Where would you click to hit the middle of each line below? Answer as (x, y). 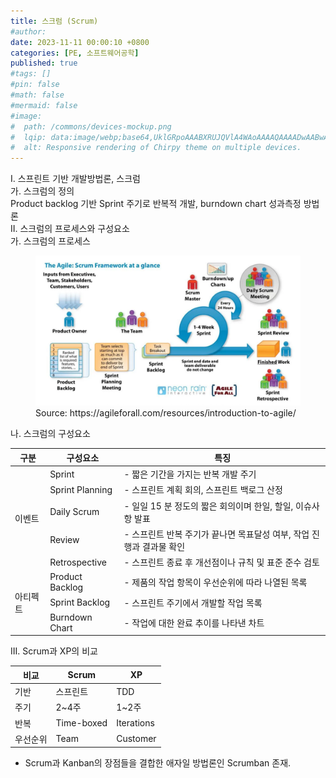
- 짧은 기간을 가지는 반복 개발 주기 (190, 474)
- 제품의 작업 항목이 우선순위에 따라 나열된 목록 (215, 582)
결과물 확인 (163, 546)
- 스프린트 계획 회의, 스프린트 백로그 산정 (203, 490)
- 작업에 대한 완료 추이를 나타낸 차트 (194, 622)
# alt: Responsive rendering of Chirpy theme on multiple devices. (156, 148)
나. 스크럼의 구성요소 (50, 434)
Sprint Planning (81, 489)
